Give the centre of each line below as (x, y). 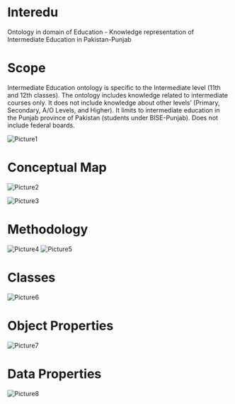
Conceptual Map (57, 168)
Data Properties (55, 374)
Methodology (48, 229)
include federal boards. (41, 125)
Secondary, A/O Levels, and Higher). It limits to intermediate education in (114, 110)
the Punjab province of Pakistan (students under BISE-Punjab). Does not (113, 117)
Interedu (33, 12)
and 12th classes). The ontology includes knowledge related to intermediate (118, 95)
